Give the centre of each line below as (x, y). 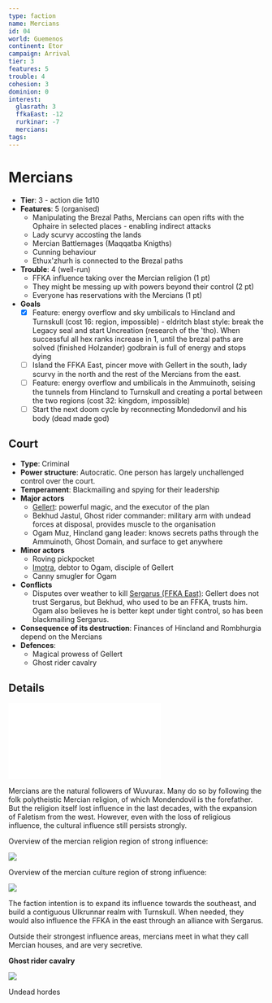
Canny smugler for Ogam (74, 576)
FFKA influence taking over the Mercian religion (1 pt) (121, 278)
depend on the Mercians (61, 637)
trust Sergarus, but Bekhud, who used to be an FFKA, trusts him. (140, 602)
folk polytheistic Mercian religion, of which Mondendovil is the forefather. (131, 799)
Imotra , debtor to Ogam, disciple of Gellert (103, 567)
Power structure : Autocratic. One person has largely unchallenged (132, 472)
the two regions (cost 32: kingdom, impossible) (111, 401)
